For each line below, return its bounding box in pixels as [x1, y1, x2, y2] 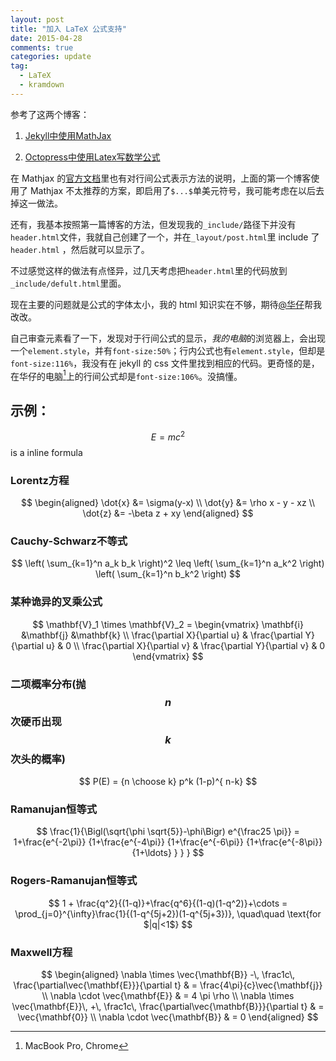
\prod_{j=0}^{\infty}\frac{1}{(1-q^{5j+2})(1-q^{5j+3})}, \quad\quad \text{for [14, 907, 322, 920]
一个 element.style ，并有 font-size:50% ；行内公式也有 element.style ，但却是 [10, 344, 326, 356]
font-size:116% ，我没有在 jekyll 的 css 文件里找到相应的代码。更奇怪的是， [10, 357, 320, 369]
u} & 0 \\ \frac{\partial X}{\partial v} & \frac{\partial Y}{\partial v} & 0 [46, 639, 326, 651]
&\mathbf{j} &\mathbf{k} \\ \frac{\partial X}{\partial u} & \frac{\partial [21, 629, 303, 641]
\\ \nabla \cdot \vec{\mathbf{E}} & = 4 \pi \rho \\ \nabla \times [41, 989, 295, 1001]
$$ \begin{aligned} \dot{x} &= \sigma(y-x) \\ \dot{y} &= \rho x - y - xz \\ [20, 497, 316, 509]
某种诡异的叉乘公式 [10, 595, 103, 609]
